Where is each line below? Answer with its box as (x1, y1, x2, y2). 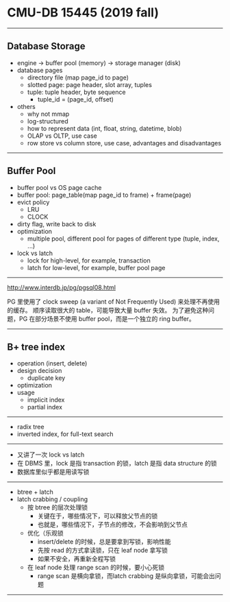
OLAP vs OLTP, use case (27, 132, 97, 140)
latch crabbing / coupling (16, 495, 88, 503)
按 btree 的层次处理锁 (27, 503, 88, 511)
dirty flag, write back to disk (16, 219, 97, 228)
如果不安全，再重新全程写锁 (37, 555, 116, 563)
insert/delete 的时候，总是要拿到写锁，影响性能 (37, 538, 171, 546)
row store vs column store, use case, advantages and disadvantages (27, 139, 222, 147)
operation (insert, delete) (16, 359, 88, 368)
